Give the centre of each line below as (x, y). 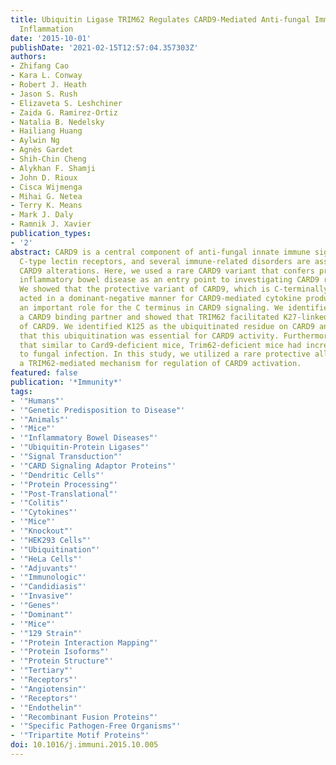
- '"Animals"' (40, 419)
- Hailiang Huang (46, 131)
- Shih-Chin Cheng (48, 159)
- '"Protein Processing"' (64, 484)
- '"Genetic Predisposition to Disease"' (98, 410)
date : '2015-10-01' (51, 38)
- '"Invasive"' (42, 596)
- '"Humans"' (37, 401)
